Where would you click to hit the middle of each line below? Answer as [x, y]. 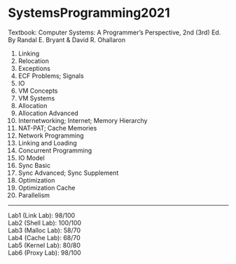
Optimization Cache [47, 187]
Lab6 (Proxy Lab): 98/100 [44, 252]
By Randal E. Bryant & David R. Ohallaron [67, 39]
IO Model [31, 158]
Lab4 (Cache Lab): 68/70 [44, 237]
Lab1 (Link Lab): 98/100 [42, 215]
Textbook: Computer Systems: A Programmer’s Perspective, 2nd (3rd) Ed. [114, 32]
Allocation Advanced [48, 113]
